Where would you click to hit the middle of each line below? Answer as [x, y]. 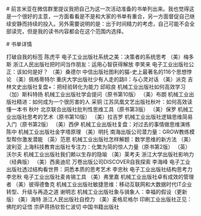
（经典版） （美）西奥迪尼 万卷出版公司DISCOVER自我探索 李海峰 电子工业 [98, 162]
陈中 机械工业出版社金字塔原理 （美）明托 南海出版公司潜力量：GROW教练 [98, 132]
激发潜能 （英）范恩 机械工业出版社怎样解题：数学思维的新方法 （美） [108, 139]
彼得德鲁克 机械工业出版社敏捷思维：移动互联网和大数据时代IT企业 [110, 184]
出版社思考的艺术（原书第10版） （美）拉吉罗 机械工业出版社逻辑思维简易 [102, 117]
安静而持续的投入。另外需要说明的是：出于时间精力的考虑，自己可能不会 [100, 24]
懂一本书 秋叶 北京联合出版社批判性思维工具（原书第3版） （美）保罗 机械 [97, 109]
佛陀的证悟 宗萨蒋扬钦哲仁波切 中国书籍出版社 [63, 207]
